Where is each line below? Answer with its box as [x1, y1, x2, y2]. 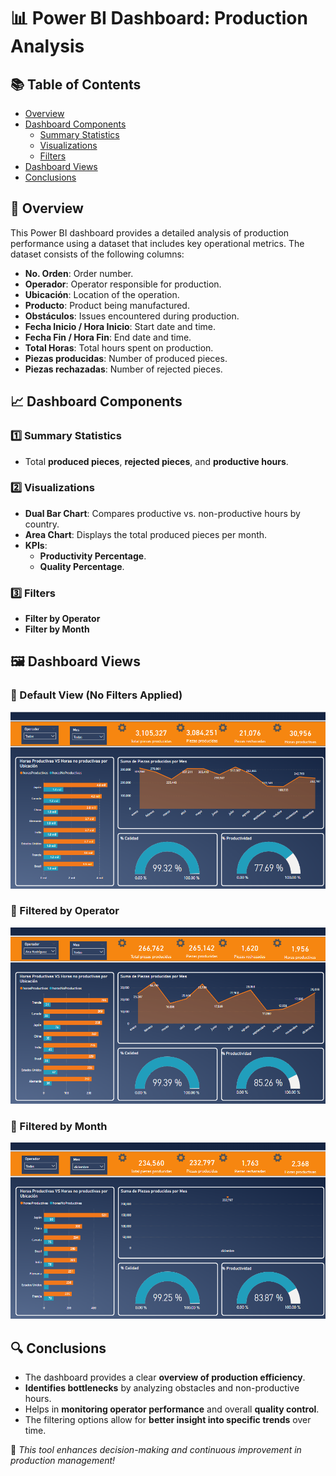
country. [24, 518, 60, 530]
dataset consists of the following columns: [10, 248, 185, 260]
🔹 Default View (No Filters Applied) [10, 688, 183, 702]
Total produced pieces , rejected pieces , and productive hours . [24, 455, 289, 467]
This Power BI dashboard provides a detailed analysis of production [10, 226, 290, 239]
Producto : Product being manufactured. [24, 299, 190, 311]
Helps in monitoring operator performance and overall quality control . [24, 1403, 320, 1415]
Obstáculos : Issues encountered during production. [24, 310, 240, 322]
